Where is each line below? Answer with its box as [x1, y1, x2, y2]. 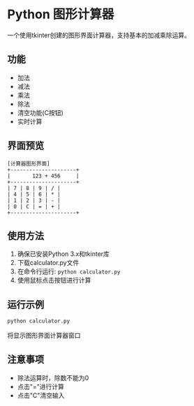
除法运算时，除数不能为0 [17, 373, 89, 382]
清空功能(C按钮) [17, 108, 64, 116]
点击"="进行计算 [17, 382, 65, 391]
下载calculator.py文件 [17, 259, 80, 267]
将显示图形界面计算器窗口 [7, 331, 81, 340]
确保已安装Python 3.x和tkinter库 [17, 250, 110, 258]
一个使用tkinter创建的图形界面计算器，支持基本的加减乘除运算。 [7, 31, 191, 39]
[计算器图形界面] [7, 160, 50, 167]
